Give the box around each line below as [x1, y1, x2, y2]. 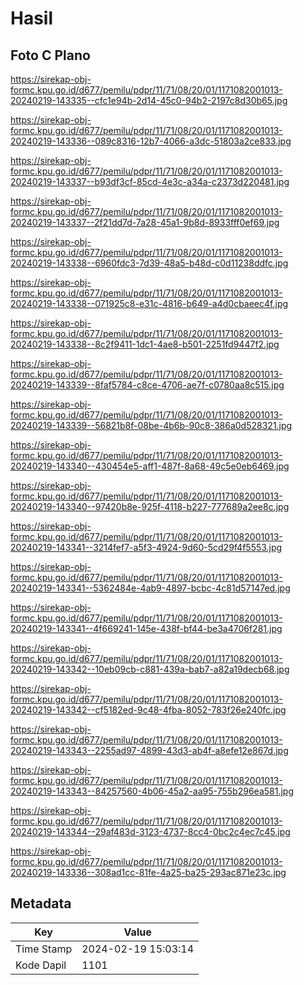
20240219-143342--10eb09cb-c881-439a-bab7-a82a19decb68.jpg [10, 663, 290, 675]
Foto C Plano [10, 47, 91, 64]
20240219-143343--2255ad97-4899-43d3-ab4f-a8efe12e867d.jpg [10, 745, 289, 756]
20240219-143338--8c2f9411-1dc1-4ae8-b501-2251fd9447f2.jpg [10, 338, 280, 350]
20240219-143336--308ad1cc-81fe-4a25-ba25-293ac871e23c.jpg [10, 867, 287, 878]
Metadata [10, 895, 72, 912]
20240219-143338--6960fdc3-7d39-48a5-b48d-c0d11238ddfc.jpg [10, 257, 289, 269]
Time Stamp [15, 942, 73, 956]
